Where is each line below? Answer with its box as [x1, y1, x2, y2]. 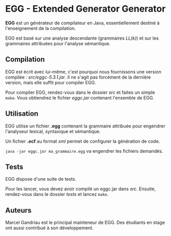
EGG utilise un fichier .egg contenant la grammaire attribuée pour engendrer [5, 123, 165, 129]
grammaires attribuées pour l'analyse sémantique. [5, 40, 111, 46]
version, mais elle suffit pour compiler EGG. [5, 79, 96, 85]
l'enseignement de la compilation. [5, 25, 76, 31]
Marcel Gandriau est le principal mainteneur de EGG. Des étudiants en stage [5, 219, 165, 226]
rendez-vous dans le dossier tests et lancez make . [5, 191, 108, 197]
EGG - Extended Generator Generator [5, 3, 166, 15]
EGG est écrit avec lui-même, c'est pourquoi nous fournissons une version [5, 69, 161, 75]
